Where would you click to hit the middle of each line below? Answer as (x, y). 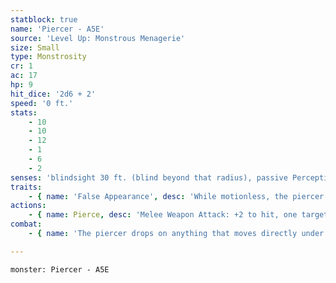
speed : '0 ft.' (42, 103)
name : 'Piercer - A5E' (57, 29)
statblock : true (44, 19)
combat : (26, 224)
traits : (26, 187)
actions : (28, 206)
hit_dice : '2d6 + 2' (53, 94)
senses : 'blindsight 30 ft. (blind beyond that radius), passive (149, 177)
